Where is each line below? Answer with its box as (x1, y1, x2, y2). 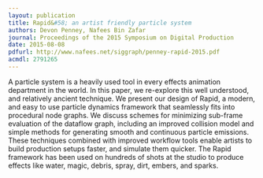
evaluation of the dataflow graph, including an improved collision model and (8, 119, 254, 128)
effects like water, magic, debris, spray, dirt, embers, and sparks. (8, 161, 219, 170)
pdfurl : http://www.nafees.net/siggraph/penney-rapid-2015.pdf (8, 48, 220, 56)
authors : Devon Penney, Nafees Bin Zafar (8, 26, 146, 34)
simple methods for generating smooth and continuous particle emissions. (8, 127, 250, 136)
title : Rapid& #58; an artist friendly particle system (8, 19, 192, 27)
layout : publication (8, 11, 76, 20)
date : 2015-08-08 (8, 41, 65, 49)
